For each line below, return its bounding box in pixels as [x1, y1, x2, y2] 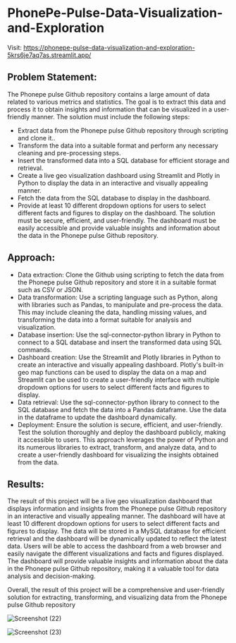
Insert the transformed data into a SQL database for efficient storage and [17, 156, 230, 164]
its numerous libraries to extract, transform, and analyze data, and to [17, 443, 217, 451]
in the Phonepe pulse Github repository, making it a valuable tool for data [7, 565, 219, 573]
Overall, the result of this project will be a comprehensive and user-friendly [7, 586, 225, 594]
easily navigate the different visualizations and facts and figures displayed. [7, 549, 224, 558]
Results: [7, 478, 44, 490]
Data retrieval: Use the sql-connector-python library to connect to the [17, 397, 220, 407]
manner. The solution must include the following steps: [31, 112, 190, 121]
